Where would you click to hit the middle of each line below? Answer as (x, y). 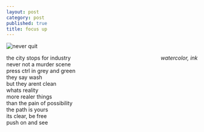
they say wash (24, 77)
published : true (27, 23)
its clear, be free (27, 116)
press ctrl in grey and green (41, 71)
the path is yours (27, 109)
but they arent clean (31, 84)
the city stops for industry (39, 58)
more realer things (29, 97)
